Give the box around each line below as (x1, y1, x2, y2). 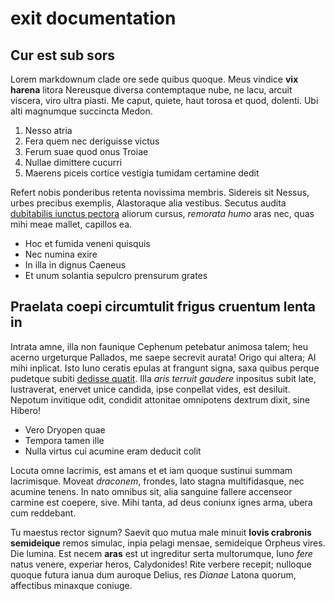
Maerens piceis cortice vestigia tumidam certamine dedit (24, 167, 260, 179)
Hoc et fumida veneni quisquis (24, 238, 151, 249)
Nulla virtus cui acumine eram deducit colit (24, 445, 202, 457)
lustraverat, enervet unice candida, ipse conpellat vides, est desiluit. (10, 383, 291, 395)
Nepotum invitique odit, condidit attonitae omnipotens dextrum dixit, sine (10, 393, 310, 406)
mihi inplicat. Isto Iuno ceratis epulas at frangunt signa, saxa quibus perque (10, 362, 320, 374)
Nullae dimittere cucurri (24, 157, 123, 168)
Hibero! (10, 404, 41, 416)
